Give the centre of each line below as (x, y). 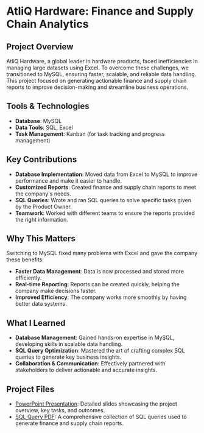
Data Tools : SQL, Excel (44, 127)
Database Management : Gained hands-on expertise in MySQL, (95, 338)
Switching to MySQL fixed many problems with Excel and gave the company (102, 253)
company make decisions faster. (56, 291)
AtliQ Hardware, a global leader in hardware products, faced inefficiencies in (102, 61)
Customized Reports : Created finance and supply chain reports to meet (106, 187)
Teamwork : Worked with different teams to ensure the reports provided (105, 213)
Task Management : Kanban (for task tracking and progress (90, 134)
